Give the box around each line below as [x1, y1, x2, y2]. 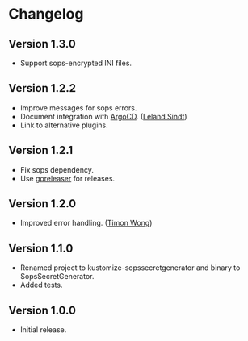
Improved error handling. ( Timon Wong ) [19, 218, 153, 228]
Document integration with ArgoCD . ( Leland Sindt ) [19, 111, 187, 121]
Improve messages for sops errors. [19, 102, 137, 113]
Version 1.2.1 [8, 143, 74, 157]
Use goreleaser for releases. [19, 173, 116, 183]
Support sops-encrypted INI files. [19, 58, 132, 68]
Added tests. [19, 280, 63, 290]
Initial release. [19, 325, 67, 335]
